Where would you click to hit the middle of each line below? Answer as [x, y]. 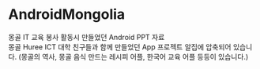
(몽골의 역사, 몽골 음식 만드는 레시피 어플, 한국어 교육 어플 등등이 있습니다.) [134, 56]
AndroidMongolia [67, 15]
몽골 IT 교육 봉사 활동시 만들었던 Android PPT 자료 [87, 37]
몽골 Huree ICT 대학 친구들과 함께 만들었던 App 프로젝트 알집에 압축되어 [120, 47]
